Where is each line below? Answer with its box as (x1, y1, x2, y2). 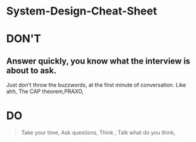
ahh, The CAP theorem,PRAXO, (6, 88, 84, 95)
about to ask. (6, 65, 57, 76)
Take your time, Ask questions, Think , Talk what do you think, (21, 129, 175, 137)
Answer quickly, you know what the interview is (6, 56, 191, 66)
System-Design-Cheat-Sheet (6, 4, 157, 18)
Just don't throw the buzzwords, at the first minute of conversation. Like (6, 82, 186, 89)
